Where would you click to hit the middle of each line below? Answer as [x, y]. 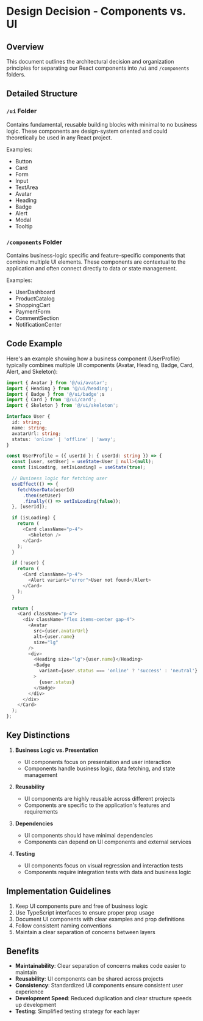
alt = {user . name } [54, 637]
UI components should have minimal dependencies [89, 835]
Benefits [23, 952]
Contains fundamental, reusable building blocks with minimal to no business [102, 124]
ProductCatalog [35, 299]
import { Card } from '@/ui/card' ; [52, 400]
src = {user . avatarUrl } [61, 631]
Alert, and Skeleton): [32, 371]
